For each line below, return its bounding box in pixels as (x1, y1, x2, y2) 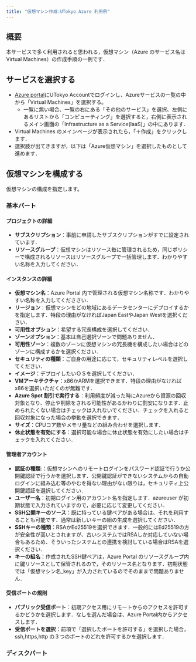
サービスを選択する (6, 75, 75, 85)
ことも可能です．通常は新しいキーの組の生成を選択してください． (19, 516, 178, 523)
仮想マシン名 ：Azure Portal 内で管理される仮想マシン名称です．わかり (14, 289, 184, 296)
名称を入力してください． (19, 261, 81, 268)
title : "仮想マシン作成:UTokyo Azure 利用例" (6, 8, 110, 15)
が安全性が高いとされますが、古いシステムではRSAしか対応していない (14, 531, 184, 538)
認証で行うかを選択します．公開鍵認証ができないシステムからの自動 (25, 472, 189, 479)
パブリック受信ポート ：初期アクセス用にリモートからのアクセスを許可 (14, 603, 184, 610)
